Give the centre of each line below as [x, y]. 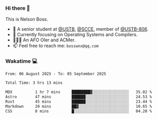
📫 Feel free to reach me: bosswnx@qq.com [55, 46]
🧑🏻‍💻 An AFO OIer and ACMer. [44, 40]
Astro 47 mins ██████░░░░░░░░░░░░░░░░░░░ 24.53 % [79, 97]
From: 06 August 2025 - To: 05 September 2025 [56, 74]
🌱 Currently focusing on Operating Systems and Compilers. [75, 35]
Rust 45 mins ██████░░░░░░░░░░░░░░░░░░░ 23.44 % [79, 102]
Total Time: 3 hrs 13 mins [34, 83]
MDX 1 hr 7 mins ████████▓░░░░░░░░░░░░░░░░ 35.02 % [79, 92]
